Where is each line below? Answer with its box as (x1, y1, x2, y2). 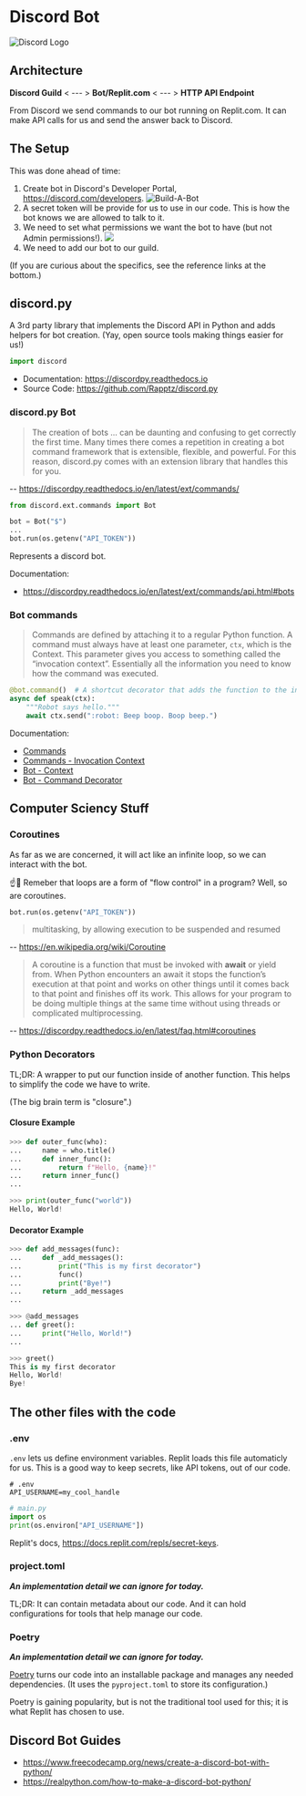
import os (9, 1512, 47, 1522)
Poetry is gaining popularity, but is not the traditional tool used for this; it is (9, 1697, 289, 1708)
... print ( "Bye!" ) (9, 1278, 112, 1287)
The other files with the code (9, 1404, 177, 1419)
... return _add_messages (9, 1287, 125, 1296)
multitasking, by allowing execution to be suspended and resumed (31, 924, 280, 935)
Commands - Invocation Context (22, 755, 146, 766)
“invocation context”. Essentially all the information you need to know (31, 658, 291, 669)
